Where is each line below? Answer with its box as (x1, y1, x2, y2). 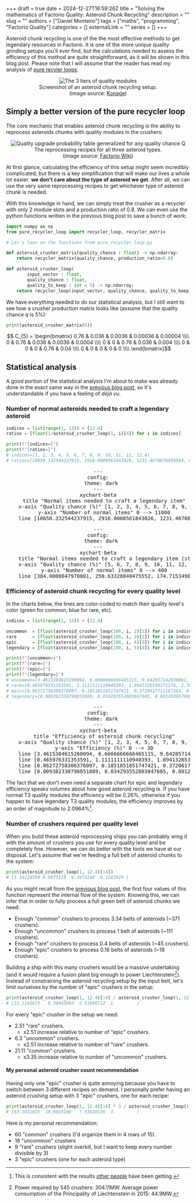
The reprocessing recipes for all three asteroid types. (34, 146, 162, 153)
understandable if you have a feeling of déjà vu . (6, 390, 121, 397)
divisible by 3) (14, 1149, 48, 1156)
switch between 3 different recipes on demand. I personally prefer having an (6, 1085, 190, 1093)
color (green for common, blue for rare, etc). (6, 607, 113, 614)
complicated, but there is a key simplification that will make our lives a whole (6, 170, 190, 177)
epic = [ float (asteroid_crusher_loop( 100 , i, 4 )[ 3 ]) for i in (6, 639, 174, 645)
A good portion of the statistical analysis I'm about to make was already (6, 377, 178, 385)
